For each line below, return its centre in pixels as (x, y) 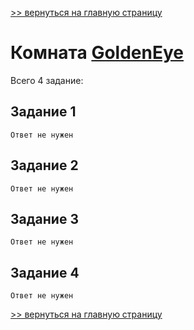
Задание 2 (44, 165)
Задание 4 (45, 272)
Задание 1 (43, 112)
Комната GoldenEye (97, 53)
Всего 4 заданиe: (47, 80)
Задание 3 (44, 218)
